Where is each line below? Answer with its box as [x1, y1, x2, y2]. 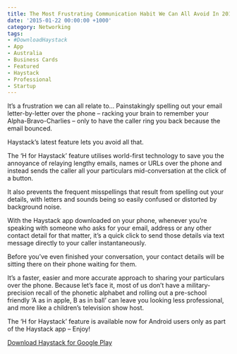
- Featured [7, 63, 39, 70]
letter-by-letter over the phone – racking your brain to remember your [7, 109, 209, 118]
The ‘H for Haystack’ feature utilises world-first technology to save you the [7, 152, 224, 160]
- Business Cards [7, 56, 59, 63]
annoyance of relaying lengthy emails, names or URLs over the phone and [7, 159, 222, 168]
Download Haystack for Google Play [7, 338, 113, 347]
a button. [7, 174, 34, 183]
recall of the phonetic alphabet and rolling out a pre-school [35, 288, 207, 297]
